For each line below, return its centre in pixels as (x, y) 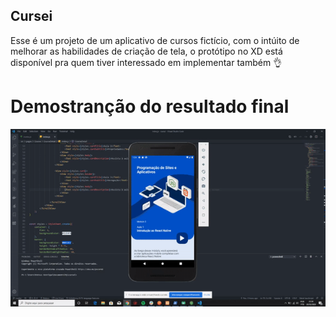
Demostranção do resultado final (150, 106)
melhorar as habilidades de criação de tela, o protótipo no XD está (146, 51)
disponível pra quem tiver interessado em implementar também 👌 (146, 62)
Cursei (31, 16)
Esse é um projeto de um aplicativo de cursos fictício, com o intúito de (155, 40)
